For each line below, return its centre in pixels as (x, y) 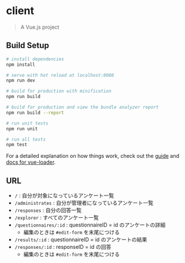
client (20, 11)
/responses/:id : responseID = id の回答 (63, 247)
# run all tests (26, 139)
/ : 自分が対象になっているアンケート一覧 (64, 195)
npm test (17, 145)
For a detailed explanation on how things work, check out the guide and (93, 156)
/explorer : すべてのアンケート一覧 (57, 218)
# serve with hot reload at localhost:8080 (60, 75)
